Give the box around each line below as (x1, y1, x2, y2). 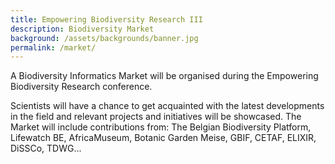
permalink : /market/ (10, 42, 97, 53)
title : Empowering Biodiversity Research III (10, 14, 203, 25)
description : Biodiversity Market (10, 24, 155, 34)
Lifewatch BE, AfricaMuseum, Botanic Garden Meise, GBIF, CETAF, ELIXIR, (10, 132, 317, 144)
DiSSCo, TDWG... (10, 142, 82, 155)
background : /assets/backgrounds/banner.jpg (10, 33, 199, 43)
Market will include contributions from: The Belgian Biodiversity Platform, (10, 121, 312, 133)
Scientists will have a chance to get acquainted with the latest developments (10, 100, 325, 112)
